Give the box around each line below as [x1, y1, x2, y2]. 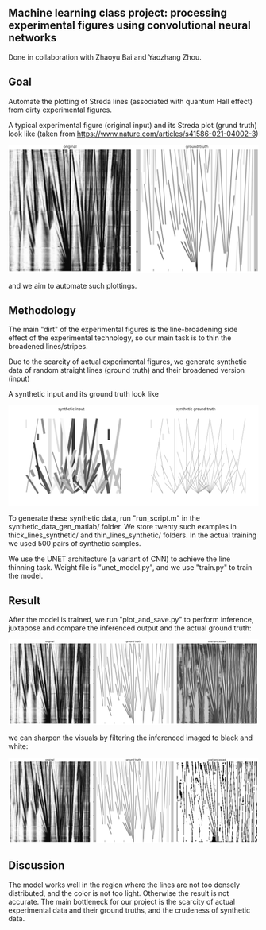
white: [8, 742, 29, 751]
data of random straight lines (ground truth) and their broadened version [8, 366, 245, 375]
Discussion [8, 858, 65, 873]
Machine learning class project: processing [8, 6, 228, 20]
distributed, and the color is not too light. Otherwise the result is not [8, 888, 229, 897]
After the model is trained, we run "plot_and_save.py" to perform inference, [8, 615, 254, 625]
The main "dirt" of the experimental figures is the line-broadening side [8, 325, 238, 335]
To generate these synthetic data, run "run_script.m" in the [8, 513, 201, 523]
